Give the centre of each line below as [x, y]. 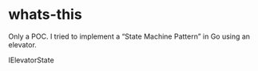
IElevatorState [31, 60]
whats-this [45, 15]
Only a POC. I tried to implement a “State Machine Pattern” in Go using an [129, 36]
